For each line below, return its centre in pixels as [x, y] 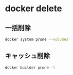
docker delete [34, 9]
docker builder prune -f [30, 67]
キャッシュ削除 [27, 56]
